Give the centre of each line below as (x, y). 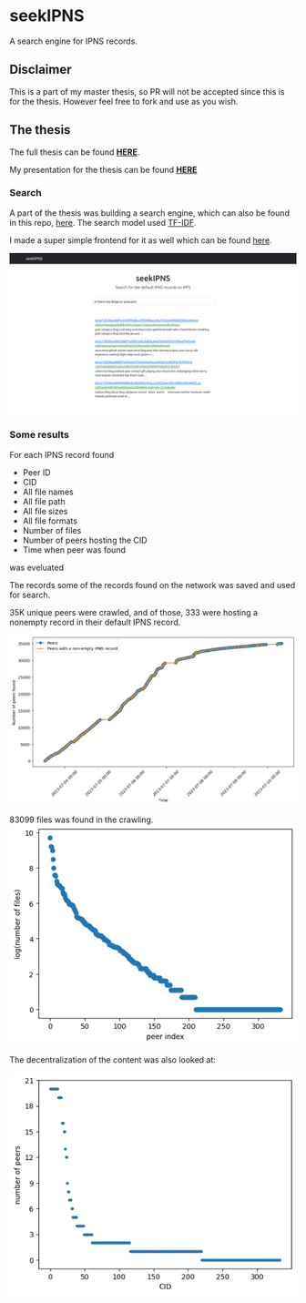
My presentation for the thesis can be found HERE (103, 169)
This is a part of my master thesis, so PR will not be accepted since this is (147, 91)
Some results (40, 435)
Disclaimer (41, 70)
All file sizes (45, 511)
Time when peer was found (74, 550)
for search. (30, 595)
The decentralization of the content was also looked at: (113, 1059)
